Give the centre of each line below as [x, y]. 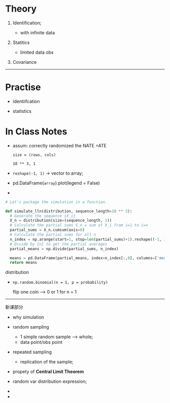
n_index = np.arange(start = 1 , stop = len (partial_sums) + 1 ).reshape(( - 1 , [86, 239]
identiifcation [26, 101]
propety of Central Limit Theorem [48, 372]
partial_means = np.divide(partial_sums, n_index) [64, 249]
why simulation [28, 317]
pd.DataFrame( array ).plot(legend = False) [56, 183]
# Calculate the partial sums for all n [53, 235]
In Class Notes [36, 132]
